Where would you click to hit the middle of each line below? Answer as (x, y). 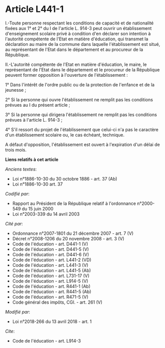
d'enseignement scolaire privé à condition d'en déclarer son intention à (78, 33)
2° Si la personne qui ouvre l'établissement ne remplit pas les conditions (79, 99)
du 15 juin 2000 (38, 208)
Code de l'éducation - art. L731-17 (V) (51, 276)
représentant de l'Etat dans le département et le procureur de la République (82, 70)
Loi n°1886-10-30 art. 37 (38, 184)
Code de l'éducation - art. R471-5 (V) (50, 297)
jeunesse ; (16, 90)
